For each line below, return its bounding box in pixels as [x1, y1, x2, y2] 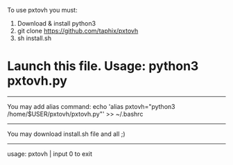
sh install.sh [17, 34, 52, 42]
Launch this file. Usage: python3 [7, 58, 199, 74]
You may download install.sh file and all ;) [7, 130, 126, 138]
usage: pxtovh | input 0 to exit [7, 149, 92, 158]
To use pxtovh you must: [7, 6, 78, 14]
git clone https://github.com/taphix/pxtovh [17, 27, 139, 35]
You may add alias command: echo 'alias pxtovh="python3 [7, 102, 175, 110]
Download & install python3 [17, 19, 96, 27]
